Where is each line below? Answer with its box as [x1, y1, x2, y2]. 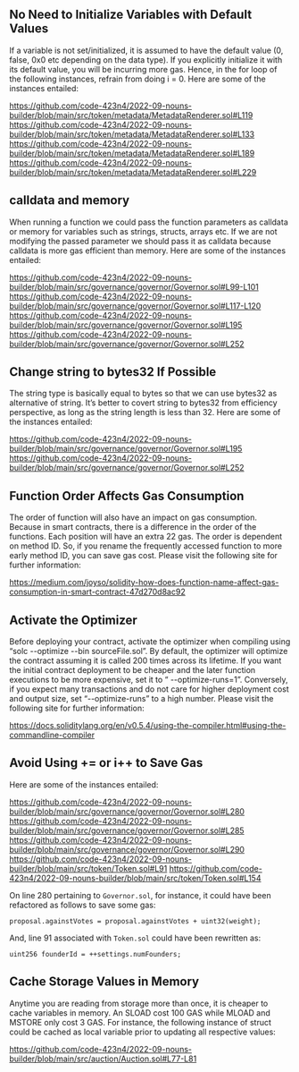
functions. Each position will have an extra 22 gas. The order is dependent [9, 532, 283, 542]
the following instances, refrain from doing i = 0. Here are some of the [9, 73, 266, 84]
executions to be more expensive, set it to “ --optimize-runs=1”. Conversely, [9, 675, 288, 685]
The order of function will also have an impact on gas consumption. [9, 512, 257, 523]
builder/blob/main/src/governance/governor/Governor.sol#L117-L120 [9, 300, 262, 311]
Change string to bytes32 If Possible [9, 364, 217, 379]
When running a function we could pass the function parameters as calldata [9, 217, 288, 227]
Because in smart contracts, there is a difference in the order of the [9, 522, 257, 532]
